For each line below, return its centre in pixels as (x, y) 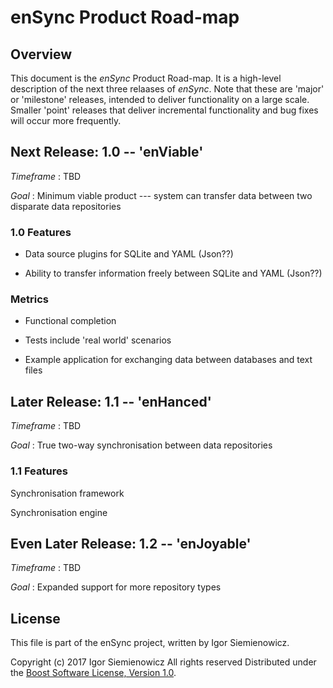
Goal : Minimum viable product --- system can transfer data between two (161, 195)
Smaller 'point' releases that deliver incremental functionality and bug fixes (164, 110)
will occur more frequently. (66, 120)
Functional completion (70, 321)
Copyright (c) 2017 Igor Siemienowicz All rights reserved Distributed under (163, 662)
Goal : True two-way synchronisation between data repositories (141, 445)
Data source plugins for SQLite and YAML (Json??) (129, 254)
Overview (41, 54)
